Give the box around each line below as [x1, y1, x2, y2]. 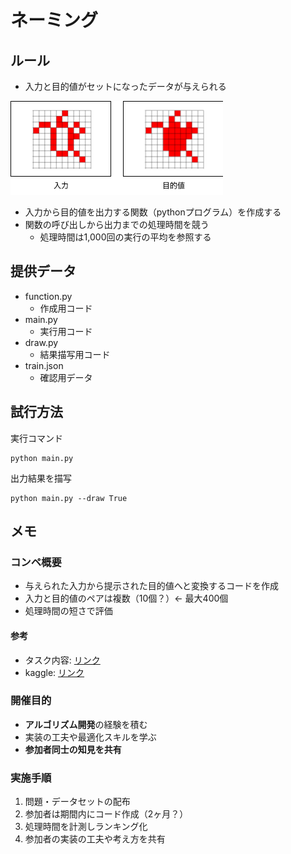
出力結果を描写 [10, 472, 72, 484]
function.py [24, 290, 73, 302]
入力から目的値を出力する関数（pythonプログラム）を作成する [24, 206, 282, 218]
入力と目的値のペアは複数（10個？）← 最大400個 [24, 592, 229, 605]
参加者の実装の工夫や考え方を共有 [24, 833, 166, 845]
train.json [24, 359, 64, 371]
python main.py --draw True [10, 493, 128, 503]
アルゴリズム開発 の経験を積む [24, 718, 148, 730]
